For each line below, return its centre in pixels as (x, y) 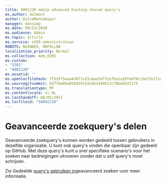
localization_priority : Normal (37, 51)
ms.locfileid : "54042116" (32, 102)
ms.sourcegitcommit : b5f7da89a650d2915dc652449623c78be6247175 (72, 83)
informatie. (16, 176)
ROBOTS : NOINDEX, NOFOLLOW (33, 47)
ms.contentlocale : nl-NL (31, 93)
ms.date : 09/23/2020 (26, 28)
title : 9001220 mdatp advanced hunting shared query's (63, 10)
